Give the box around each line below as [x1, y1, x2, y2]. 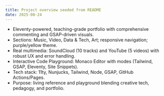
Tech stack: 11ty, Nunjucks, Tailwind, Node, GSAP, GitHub [12, 69, 134, 75]
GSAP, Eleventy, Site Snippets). [12, 64, 78, 70]
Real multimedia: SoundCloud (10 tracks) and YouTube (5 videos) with [12, 47, 159, 54]
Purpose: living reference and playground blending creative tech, [12, 79, 149, 86]
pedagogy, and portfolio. [12, 85, 65, 91]
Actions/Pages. [12, 74, 45, 80]
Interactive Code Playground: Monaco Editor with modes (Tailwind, [12, 58, 153, 64]
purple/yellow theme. [12, 42, 58, 48]
